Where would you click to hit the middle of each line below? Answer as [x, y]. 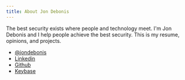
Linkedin [25, 58]
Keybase [25, 71]
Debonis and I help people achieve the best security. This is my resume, [93, 34]
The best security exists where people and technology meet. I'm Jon [89, 28]
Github [23, 65]
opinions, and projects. [34, 41]
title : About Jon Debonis [37, 11]
